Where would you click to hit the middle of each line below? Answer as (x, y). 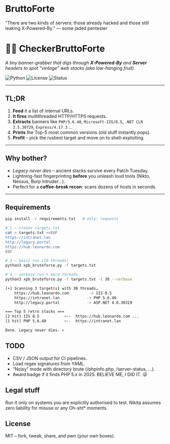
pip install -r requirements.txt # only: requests (62, 219)
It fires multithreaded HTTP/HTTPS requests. (60, 116)
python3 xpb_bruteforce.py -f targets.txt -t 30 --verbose (69, 279)
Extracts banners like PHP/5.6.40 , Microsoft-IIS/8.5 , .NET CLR (78, 122)
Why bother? (26, 158)
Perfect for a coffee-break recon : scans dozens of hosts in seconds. (84, 187)
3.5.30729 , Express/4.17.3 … (42, 127)
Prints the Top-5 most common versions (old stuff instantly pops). (81, 132)
